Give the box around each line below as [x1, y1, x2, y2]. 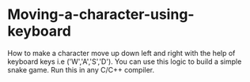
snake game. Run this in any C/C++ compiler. [7, 65, 155, 74]
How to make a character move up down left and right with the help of [7, 48, 236, 58]
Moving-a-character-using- [7, 6, 195, 24]
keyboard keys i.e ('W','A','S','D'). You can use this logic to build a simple [7, 57, 242, 66]
